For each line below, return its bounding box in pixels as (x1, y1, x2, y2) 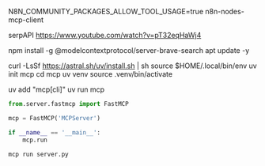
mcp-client (8, 15, 44, 25)
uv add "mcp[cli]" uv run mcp (8, 85, 105, 94)
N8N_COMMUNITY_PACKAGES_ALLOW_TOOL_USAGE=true (8, 7, 204, 16)
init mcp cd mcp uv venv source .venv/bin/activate (8, 70, 172, 78)
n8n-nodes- (205, 7, 245, 16)
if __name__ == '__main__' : (8, 128, 101, 137)
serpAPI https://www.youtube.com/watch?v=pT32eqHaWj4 (8, 31, 202, 40)
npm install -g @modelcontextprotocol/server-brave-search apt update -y (8, 46, 250, 55)
